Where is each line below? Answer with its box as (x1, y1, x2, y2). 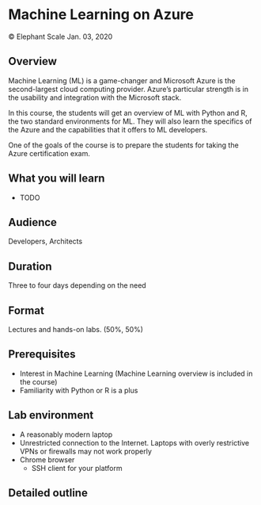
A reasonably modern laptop (19, 430, 113, 439)
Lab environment (8, 408, 94, 422)
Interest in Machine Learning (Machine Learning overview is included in (19, 369, 253, 378)
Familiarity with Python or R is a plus (19, 385, 138, 395)
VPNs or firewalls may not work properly (19, 446, 152, 456)
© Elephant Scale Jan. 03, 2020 (8, 32, 113, 41)
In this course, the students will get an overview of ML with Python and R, (8, 108, 248, 117)
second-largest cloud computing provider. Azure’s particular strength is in (8, 84, 249, 94)
